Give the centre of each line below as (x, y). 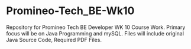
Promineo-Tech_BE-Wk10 (70, 11)
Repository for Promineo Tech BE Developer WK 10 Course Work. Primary (96, 27)
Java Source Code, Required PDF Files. (54, 40)
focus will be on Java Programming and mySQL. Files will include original (95, 33)
